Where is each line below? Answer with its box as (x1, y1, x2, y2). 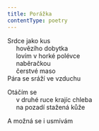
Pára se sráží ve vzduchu (7, 74, 81, 82)
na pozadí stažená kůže (16, 103, 86, 111)
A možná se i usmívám (7, 116, 73, 125)
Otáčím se (7, 88, 37, 96)
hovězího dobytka (16, 44, 69, 52)
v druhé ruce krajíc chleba (16, 95, 93, 103)
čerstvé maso (16, 67, 56, 75)
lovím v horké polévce (16, 51, 81, 60)
